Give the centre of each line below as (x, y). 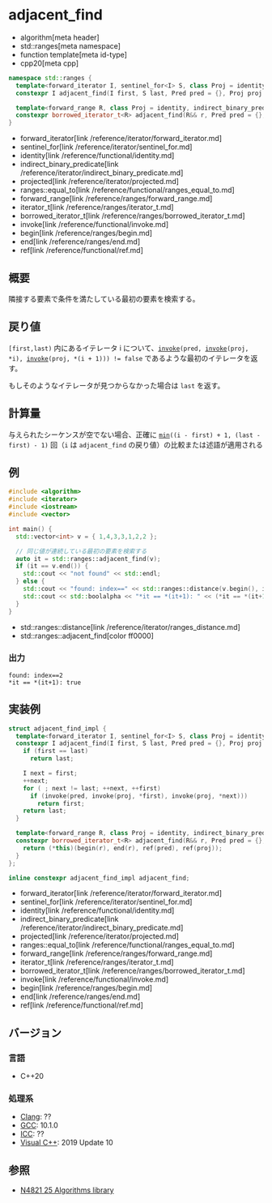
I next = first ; (51, 773)
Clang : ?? (36, 1117)
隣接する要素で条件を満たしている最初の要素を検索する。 (104, 299)
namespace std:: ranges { (50, 78)
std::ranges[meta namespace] (70, 45)
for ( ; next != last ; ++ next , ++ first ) (92, 788)
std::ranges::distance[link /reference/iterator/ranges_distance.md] (130, 627)
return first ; (61, 803)
